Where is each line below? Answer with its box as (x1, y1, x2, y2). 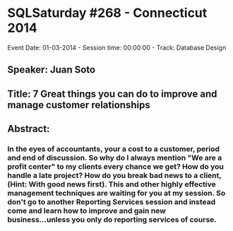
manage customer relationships (7, 99, 150, 111)
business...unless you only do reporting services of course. (7, 215, 217, 225)
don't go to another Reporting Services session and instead (7, 197, 216, 207)
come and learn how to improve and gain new (7, 206, 166, 216)
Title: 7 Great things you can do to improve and (7, 88, 217, 100)
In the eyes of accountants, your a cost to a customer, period (7, 144, 220, 154)
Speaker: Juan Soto (7, 64, 96, 76)
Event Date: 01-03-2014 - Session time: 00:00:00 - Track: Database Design (7, 43, 227, 52)
